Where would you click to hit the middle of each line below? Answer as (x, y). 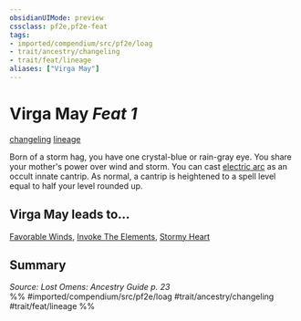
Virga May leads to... (70, 215)
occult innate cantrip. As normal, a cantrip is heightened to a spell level (143, 176)
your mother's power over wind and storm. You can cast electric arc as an (148, 166)
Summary (38, 265)
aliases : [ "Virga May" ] (55, 69)
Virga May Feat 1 (73, 114)
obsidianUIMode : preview (57, 18)
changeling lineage (45, 139)
